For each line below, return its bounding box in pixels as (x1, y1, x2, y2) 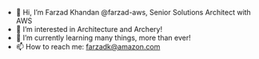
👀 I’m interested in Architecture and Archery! (15, 25, 162, 33)
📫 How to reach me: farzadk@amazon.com (15, 42, 161, 51)
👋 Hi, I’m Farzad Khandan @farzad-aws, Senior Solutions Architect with (15, 8, 252, 17)
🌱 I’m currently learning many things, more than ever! (15, 33, 191, 42)
